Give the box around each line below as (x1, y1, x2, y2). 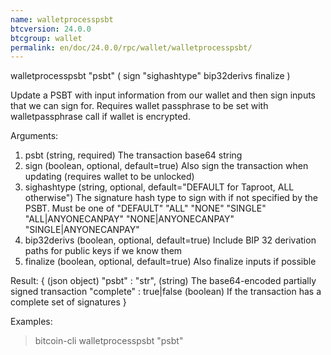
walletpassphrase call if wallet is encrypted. (10, 111, 191, 123)
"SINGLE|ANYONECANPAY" (24, 224, 140, 236)
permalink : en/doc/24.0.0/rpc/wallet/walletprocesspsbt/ (10, 42, 253, 53)
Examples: (10, 316, 53, 328)
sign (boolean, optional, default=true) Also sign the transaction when (24, 160, 309, 172)
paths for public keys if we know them (24, 245, 183, 257)
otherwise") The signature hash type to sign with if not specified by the (24, 192, 318, 204)
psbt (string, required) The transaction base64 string (24, 149, 243, 161)
